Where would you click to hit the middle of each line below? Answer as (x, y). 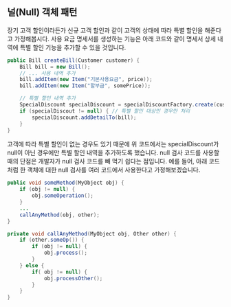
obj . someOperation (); (63, 196)
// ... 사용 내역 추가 (47, 73)
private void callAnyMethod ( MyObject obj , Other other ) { (92, 234)
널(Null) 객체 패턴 (42, 12)
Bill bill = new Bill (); (55, 67)
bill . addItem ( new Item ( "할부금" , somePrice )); (85, 86)
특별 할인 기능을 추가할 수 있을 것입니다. (73, 47)
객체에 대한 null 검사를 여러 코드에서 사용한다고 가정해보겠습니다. (114, 170)
